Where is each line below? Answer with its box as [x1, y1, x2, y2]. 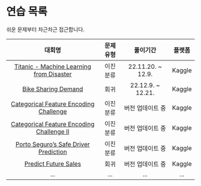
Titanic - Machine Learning [14, 62, 92, 71]
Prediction [38, 147, 68, 155]
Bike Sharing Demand [22, 84, 84, 93]
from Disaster [33, 69, 72, 78]
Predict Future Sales [24, 159, 81, 167]
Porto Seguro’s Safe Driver [15, 140, 90, 148]
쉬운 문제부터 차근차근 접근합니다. [6, 26, 85, 33]
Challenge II [35, 127, 70, 136]
